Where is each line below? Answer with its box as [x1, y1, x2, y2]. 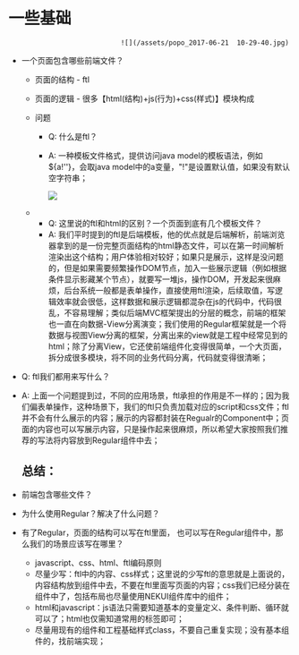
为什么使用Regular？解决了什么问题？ [21, 507, 160, 519]
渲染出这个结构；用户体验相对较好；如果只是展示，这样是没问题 [47, 251, 284, 262]
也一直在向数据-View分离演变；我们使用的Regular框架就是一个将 [47, 319, 287, 329]
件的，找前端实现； [34, 635, 107, 646]
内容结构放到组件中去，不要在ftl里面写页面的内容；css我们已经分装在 [34, 579, 291, 591]
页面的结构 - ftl [34, 73, 90, 85]
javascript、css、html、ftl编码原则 [34, 557, 162, 568]
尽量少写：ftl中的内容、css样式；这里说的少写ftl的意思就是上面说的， [34, 568, 290, 579]
